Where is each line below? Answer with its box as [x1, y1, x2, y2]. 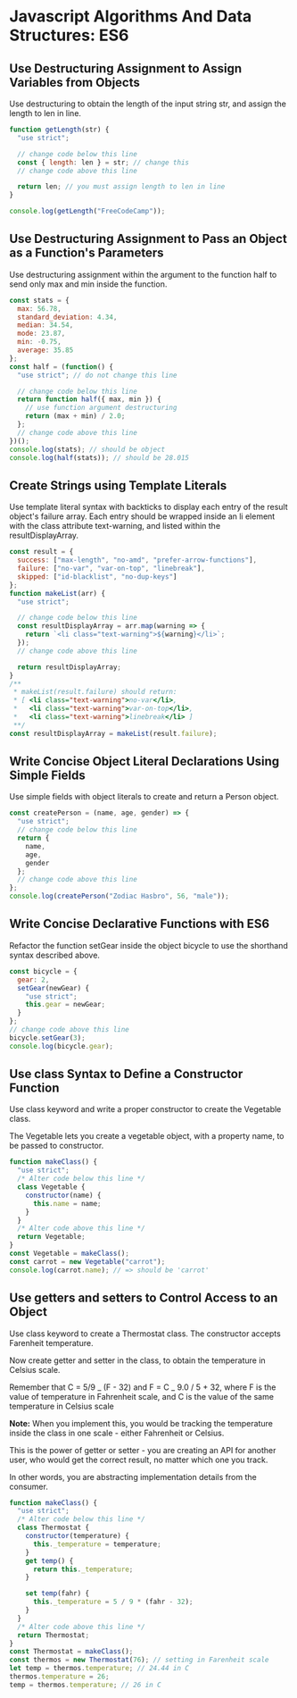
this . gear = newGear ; [25, 1000, 105, 1009]
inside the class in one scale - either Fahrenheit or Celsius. [9, 1427, 225, 1438]
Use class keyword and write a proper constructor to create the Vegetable [9, 1104, 282, 1115]
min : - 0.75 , [17, 338, 62, 347]
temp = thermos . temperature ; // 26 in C [9, 1680, 162, 1689]
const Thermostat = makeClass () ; [9, 1647, 134, 1656]
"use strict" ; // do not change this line [17, 371, 177, 380]
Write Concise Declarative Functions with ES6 [9, 916, 270, 932]
